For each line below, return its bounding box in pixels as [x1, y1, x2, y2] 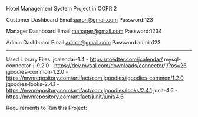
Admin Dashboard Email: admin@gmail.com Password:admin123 [6, 39, 161, 46]
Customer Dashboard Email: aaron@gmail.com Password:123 [6, 16, 153, 23]
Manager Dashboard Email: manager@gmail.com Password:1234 [6, 27, 162, 35]
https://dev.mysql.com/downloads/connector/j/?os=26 [54, 62, 187, 69]
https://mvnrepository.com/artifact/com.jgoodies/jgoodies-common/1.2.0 [6, 74, 184, 81]
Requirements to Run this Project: [6, 105, 87, 111]
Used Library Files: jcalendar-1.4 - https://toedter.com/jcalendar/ [6, 56, 163, 63]
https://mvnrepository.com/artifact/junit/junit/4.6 [6, 93, 124, 100]
